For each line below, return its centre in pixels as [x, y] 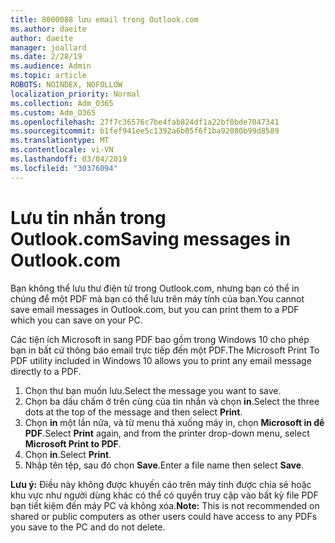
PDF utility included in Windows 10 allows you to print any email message [161, 360]
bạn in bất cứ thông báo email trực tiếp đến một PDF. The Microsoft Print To [165, 350]
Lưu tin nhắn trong [88, 217]
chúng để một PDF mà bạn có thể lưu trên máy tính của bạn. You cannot [157, 298]
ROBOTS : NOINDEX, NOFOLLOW [66, 85]
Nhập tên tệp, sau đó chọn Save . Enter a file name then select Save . [164, 465]
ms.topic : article [48, 76]
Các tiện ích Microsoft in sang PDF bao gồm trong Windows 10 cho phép [160, 339]
